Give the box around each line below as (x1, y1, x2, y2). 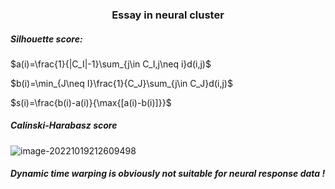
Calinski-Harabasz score (10, 119, 118, 132)
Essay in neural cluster (111, 8, 225, 22)
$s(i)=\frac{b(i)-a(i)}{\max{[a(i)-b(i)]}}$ (10, 96, 172, 108)
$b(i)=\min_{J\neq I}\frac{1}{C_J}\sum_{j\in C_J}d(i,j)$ (10, 77, 233, 89)
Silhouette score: (10, 33, 83, 45)
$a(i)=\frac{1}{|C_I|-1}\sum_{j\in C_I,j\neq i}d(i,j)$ (10, 58, 212, 70)
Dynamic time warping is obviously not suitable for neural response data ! (10, 168, 326, 180)
